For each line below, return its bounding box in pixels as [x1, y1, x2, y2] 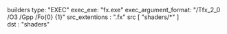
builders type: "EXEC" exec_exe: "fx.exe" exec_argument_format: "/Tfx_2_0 [7, 6, 221, 14]
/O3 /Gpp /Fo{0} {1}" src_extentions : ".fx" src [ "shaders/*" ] [7, 13, 180, 21]
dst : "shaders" [7, 20, 50, 28]
